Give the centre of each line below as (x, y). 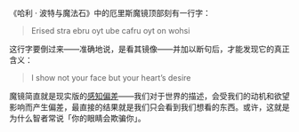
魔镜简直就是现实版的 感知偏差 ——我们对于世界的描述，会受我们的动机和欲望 (149, 96)
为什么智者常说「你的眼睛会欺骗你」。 (77, 118)
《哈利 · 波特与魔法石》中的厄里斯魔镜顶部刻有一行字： (110, 13)
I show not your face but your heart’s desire (111, 78)
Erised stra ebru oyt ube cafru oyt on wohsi (110, 31)
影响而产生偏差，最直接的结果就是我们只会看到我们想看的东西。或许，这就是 (149, 107)
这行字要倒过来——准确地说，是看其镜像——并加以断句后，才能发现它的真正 (149, 49)
